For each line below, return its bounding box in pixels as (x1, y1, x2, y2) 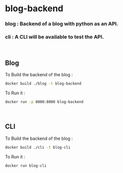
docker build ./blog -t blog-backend (5, 81, 82, 86)
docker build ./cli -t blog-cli (5, 145, 70, 150)
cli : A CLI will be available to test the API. (5, 34, 104, 41)
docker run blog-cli (5, 163, 47, 168)
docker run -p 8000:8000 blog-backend (5, 100, 84, 105)
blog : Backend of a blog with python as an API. (5, 21, 119, 27)
